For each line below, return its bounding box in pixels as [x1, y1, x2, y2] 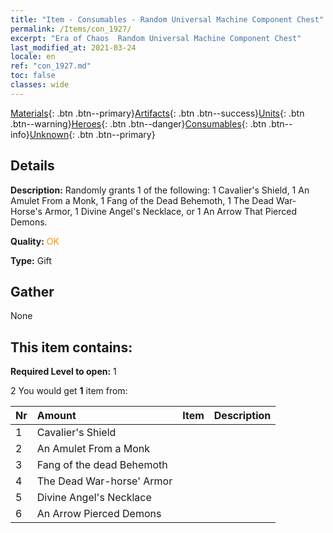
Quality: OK [10, 235, 60, 247]
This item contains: [10, 339, 133, 356]
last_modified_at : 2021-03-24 [10, 42, 137, 53]
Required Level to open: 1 [10, 366, 117, 378]
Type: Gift [10, 254, 52, 266]
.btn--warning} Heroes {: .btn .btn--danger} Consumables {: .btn [10, 117, 267, 130]
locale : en [10, 52, 56, 62]
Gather [10, 283, 55, 300]
